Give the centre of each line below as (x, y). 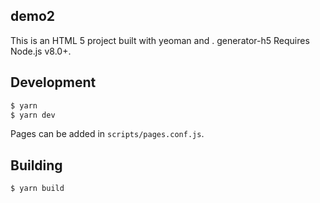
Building (36, 165)
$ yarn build (37, 189)
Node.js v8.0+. (41, 51)
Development (53, 82)
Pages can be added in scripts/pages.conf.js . (107, 134)
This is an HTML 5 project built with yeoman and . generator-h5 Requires (160, 40)
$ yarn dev (33, 115)
